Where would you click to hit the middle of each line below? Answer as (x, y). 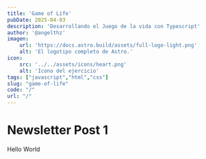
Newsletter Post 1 (57, 130)
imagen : (18, 39)
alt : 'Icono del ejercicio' (59, 71)
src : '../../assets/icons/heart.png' (73, 64)
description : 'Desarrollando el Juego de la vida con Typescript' (104, 26)
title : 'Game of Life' (39, 13)
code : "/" (21, 90)
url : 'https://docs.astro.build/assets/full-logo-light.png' (108, 45)
